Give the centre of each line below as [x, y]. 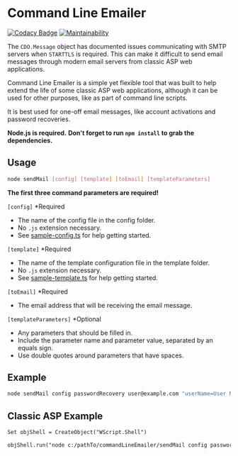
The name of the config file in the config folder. [86, 220]
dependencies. [30, 140]
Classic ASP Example [55, 416]
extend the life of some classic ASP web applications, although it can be [113, 90]
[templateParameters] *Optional [54, 319]
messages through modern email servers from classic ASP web [100, 61]
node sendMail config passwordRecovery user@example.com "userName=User [117, 394]
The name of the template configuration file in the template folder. [114, 262]
